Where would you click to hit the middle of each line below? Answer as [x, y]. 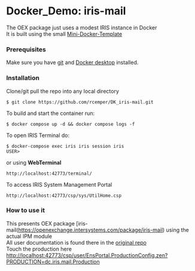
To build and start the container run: [50, 113]
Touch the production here [39, 249]
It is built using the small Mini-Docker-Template [64, 34]
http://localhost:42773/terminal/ [49, 173]
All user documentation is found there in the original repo [76, 242]
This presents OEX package [40, 223]
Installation [23, 78]
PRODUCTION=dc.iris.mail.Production [53, 261]
